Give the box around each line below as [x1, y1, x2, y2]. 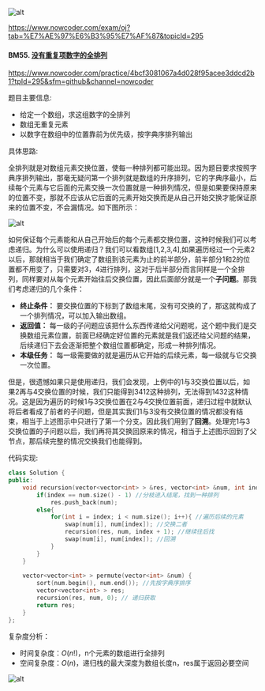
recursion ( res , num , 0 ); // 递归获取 [36, 594, 156, 602]
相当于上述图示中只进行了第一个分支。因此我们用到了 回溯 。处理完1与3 [21, 417, 251, 426]
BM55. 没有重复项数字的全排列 [8, 50, 108, 59]
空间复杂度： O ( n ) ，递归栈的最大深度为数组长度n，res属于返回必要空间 [19, 658, 249, 667]
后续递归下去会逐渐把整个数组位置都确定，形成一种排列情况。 [19, 341, 221, 350]
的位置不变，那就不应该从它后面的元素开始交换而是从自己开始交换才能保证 [8, 193, 250, 202]
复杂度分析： [8, 631, 50, 640]
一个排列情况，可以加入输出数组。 [19, 311, 131, 320]
